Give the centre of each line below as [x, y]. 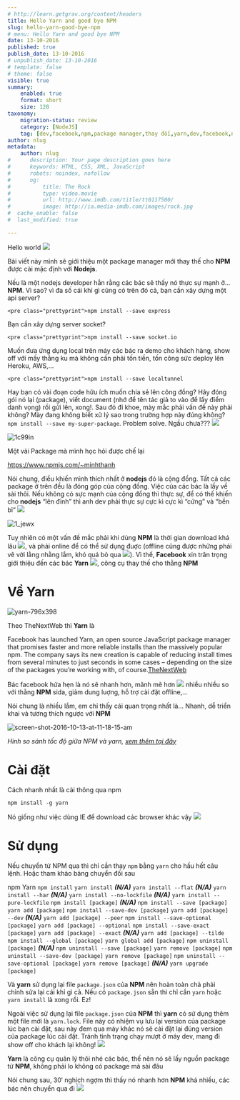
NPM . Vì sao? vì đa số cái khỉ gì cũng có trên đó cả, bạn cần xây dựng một [117, 290]
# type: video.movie [52, 194]
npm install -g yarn [38, 803]
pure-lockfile [29, 903]
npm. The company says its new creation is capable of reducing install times [120, 654]
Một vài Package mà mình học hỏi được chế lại [76, 451]
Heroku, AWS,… [31, 366]
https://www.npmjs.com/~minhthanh [61, 464]
